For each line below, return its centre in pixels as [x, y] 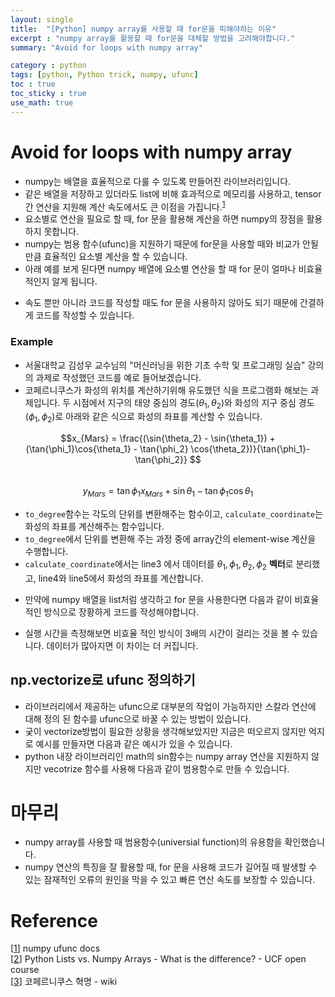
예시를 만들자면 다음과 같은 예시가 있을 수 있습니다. [134, 743]
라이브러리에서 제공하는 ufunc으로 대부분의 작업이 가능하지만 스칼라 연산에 [170, 706]
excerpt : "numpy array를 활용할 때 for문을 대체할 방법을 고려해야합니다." [153, 38]
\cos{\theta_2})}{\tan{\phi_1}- [250, 449]
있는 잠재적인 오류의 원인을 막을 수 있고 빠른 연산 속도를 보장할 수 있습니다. [170, 880]
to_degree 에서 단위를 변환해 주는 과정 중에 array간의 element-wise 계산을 [170, 538]
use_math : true [42, 102]
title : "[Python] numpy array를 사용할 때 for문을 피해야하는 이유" [143, 29]
